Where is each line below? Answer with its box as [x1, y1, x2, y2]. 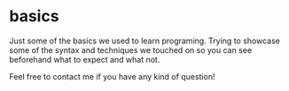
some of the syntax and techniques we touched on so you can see [9, 44, 253, 55]
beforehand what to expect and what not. [9, 54, 160, 64]
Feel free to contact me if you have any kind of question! [9, 71, 215, 81]
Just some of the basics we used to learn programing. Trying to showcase [9, 35, 281, 46]
